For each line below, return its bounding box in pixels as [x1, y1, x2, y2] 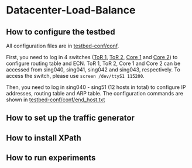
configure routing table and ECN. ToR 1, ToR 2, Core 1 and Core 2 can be [6, 60, 181, 67]
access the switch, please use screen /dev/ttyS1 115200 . [6, 73, 145, 79]
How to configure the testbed [6, 27, 115, 37]
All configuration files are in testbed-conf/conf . [6, 42, 119, 49]
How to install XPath [6, 133, 82, 143]
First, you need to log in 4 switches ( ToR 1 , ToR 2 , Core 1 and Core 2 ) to [6, 54, 178, 60]
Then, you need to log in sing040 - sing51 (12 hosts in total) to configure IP [6, 84, 186, 91]
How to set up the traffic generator [6, 113, 135, 123]
